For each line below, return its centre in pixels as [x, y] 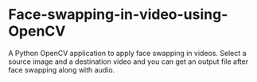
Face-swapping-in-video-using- [118, 15]
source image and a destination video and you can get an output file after [128, 61]
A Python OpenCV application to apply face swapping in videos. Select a [127, 53]
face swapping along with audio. [62, 69]
